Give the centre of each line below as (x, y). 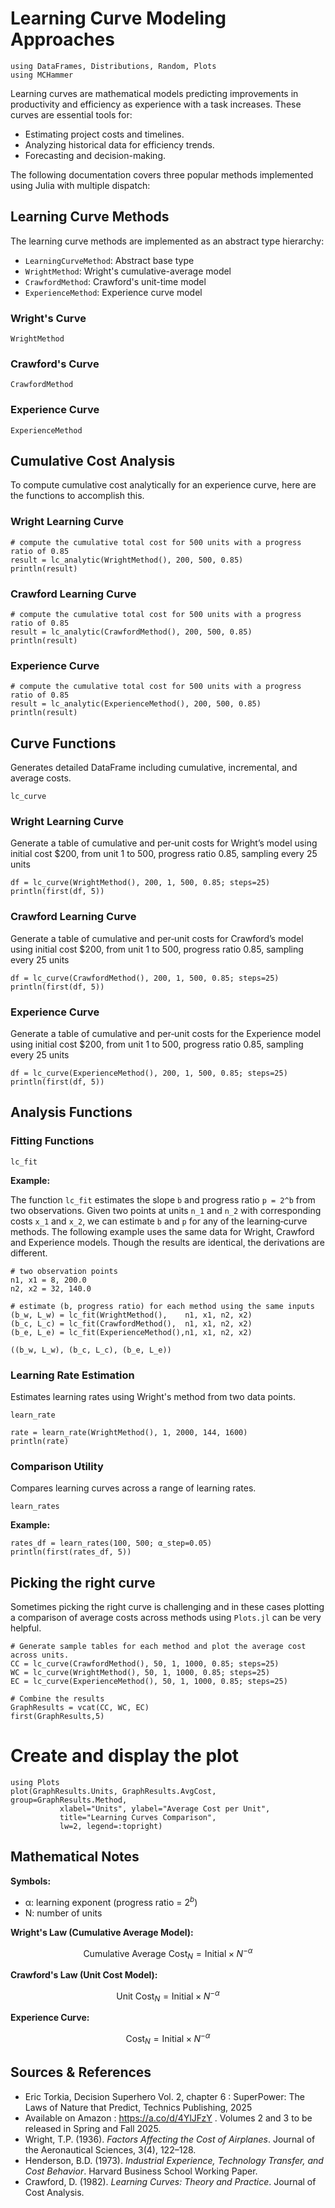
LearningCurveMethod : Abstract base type (109, 260)
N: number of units (63, 1913)
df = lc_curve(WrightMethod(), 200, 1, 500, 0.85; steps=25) (140, 883)
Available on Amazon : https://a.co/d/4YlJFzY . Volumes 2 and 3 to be (168, 2118)
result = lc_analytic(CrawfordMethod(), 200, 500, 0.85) (131, 632)
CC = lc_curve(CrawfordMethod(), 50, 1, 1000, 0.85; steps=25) (145, 1664)
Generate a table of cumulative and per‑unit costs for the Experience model (166, 1034)
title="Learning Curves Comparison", (138, 1818)
